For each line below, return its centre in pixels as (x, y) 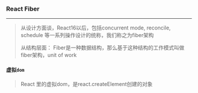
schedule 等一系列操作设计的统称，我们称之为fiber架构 (87, 35)
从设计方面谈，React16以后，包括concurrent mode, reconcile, (95, 28)
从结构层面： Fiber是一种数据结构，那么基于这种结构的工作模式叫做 (102, 48)
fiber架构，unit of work (49, 55)
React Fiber (23, 9)
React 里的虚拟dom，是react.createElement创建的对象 (87, 84)
